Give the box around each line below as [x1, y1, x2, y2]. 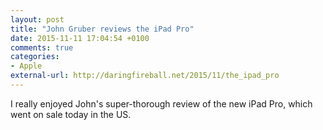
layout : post [10, 14, 65, 25]
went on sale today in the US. [10, 108, 132, 120]
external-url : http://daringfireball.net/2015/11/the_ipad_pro [10, 71, 280, 81]
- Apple [10, 61, 43, 71]
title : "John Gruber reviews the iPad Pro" [10, 24, 195, 34]
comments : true [10, 42, 74, 53]
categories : [10, 52, 60, 62]
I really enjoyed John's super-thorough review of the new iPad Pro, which [10, 97, 313, 110]
